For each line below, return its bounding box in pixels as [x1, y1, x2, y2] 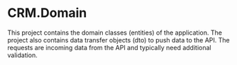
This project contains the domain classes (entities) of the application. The [7, 28, 222, 37]
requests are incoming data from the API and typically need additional [7, 43, 211, 52]
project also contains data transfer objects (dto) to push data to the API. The [7, 35, 230, 44]
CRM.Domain [7, 5, 87, 21]
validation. [7, 51, 38, 59]
